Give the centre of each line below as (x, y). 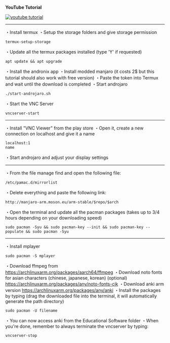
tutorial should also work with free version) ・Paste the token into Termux (82, 78)
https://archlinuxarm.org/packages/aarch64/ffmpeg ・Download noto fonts (84, 272)
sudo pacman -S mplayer (30, 256)
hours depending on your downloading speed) (54, 218)
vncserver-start (22, 113)
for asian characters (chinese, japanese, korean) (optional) (66, 278)
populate (14, 232)
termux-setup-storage (28, 42)
